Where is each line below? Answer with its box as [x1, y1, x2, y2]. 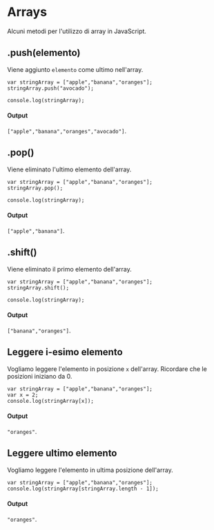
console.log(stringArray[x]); [7, 397, 95, 404]
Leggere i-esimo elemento [7, 346, 123, 358]
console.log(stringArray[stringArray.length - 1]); [7, 485, 159, 492]
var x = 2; [7, 391, 39, 398]
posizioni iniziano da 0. [7, 372, 72, 380]
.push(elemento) [7, 47, 81, 59]
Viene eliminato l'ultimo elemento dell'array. [7, 165, 132, 173]
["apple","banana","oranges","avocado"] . [7, 126, 127, 135]
